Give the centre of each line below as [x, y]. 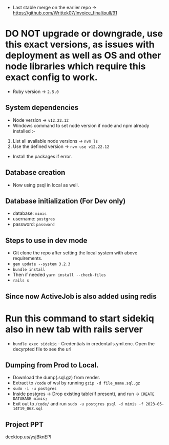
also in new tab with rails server [74, 329]
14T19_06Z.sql [28, 409]
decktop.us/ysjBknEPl [28, 437]
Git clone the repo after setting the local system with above [75, 253]
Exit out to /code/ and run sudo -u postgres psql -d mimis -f [78, 404]
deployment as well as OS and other [83, 55]
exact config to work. [52, 77]
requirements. [27, 258]
